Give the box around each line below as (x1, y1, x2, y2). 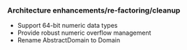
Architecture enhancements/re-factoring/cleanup (7, 6, 181, 15)
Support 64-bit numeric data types (17, 22, 118, 30)
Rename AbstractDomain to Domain (17, 36, 121, 44)
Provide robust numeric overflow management (17, 28, 151, 37)
